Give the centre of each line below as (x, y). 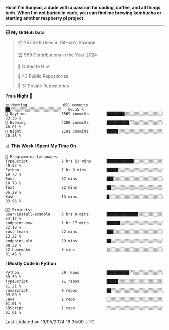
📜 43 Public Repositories (43, 76)
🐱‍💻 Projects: (19, 210)
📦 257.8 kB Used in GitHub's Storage (56, 43)
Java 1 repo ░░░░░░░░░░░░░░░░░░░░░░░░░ (84, 299)
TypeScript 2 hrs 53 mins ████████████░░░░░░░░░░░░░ (84, 161)
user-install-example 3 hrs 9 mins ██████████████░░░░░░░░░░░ (84, 214)
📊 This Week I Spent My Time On (41, 146)
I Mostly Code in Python (31, 263)
